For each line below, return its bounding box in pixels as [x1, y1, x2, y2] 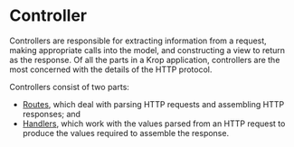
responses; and [22, 108, 81, 119]
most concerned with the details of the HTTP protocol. [9, 64, 213, 75]
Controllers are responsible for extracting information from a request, [9, 35, 267, 46]
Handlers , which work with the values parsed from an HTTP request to [22, 118, 286, 129]
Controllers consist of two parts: [9, 81, 129, 92]
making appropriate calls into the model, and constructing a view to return [9, 44, 286, 55]
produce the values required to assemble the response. [22, 127, 229, 138]
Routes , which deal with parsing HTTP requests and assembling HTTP [22, 98, 285, 109]
